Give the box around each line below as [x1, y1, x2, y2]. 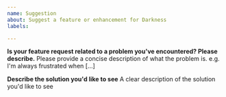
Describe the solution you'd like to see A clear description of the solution [7, 75, 216, 83]
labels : [7, 23, 29, 29]
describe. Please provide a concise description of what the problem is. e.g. [7, 55, 221, 63]
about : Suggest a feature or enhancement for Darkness [7, 16, 167, 23]
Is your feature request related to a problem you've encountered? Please [7, 47, 218, 55]
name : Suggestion [7, 10, 57, 17]
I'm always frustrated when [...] [7, 62, 96, 70]
